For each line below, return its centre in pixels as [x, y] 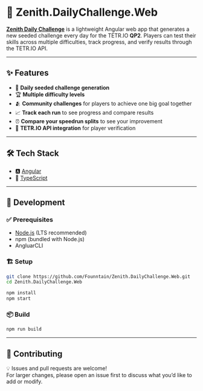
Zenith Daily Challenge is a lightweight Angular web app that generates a [98, 29]
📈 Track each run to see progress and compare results [84, 112]
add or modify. [24, 382]
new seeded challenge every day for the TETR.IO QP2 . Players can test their [101, 35]
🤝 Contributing [34, 354]
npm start [19, 299]
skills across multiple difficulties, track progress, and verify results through [99, 42]
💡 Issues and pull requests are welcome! [57, 369]
